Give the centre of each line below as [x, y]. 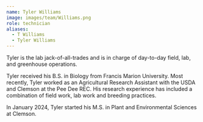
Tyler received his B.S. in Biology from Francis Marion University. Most [95, 76]
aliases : [17, 29]
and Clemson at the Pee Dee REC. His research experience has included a [99, 89]
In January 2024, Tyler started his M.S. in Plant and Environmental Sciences [101, 107]
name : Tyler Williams [34, 12]
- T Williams [28, 35]
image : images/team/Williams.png [49, 18]
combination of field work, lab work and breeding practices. [81, 95]
